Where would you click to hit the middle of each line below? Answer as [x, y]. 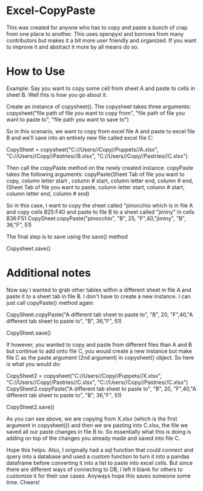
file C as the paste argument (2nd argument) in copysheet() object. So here [100, 357]
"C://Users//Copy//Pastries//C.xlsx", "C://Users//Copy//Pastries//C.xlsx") [97, 382]
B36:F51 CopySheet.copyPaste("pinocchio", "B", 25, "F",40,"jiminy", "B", [96, 218]
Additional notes [49, 273]
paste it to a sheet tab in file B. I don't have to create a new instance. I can [98, 296]
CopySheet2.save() [30, 407]
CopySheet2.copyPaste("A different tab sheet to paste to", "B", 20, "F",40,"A [101, 388]
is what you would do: [34, 364]
